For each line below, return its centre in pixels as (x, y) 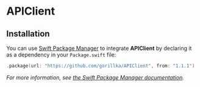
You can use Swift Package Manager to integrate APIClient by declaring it (99, 48)
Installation (28, 34)
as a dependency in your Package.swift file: (61, 55)
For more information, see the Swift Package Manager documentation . (95, 77)
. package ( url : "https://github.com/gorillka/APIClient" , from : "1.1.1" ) (101, 66)
